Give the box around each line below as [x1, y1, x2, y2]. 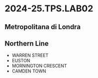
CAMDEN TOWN [11, 68, 46, 74]
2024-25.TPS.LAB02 [4, 3, 94, 14]
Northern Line [4, 39, 49, 47]
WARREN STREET [11, 52, 49, 58]
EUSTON [11, 58, 30, 64]
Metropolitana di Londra [4, 23, 81, 31]
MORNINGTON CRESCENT [11, 63, 67, 69]
